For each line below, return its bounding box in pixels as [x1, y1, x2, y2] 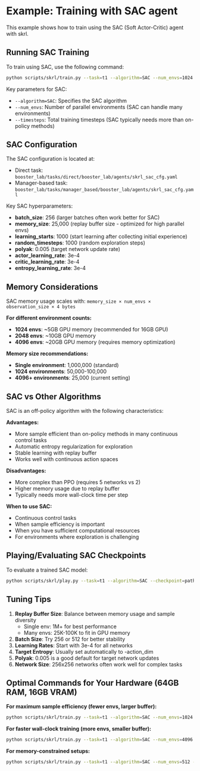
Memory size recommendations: [6, 350, 89, 358]
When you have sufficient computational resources [14, 527, 140, 534]
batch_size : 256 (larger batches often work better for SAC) [14, 214, 160, 221]
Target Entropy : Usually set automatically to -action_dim [14, 648, 154, 655]
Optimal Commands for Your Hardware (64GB [6, 678, 179, 688]
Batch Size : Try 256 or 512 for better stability [14, 635, 126, 642]
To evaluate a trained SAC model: [6, 566, 88, 573]
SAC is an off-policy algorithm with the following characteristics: [6, 408, 164, 415]
